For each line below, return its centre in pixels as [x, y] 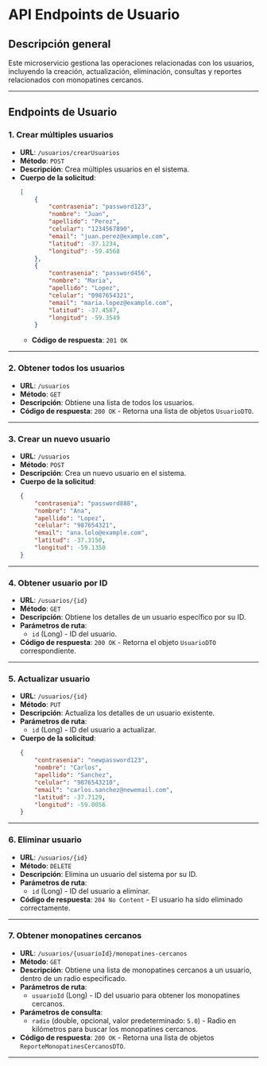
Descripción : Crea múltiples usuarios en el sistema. [104, 169]
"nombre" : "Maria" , [81, 281]
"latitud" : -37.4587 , [85, 310]
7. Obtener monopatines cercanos [75, 936]
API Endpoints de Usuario [94, 15]
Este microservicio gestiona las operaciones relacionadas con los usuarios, [131, 63]
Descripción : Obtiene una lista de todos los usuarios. [107, 402]
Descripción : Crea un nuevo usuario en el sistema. [103, 473]
